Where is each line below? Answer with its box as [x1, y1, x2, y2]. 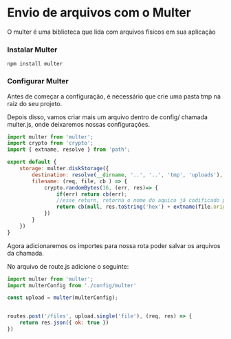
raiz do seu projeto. [7, 99, 63, 107]
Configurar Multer [7, 76, 69, 86]
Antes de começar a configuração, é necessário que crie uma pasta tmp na [7, 92, 221, 101]
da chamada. [7, 249, 45, 257]
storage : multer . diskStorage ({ [19, 165, 109, 172]
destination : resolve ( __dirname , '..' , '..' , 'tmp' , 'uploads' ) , [32, 171, 223, 178]
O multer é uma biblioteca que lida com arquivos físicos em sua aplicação [7, 28, 216, 36]
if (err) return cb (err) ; [56, 191, 128, 198]
